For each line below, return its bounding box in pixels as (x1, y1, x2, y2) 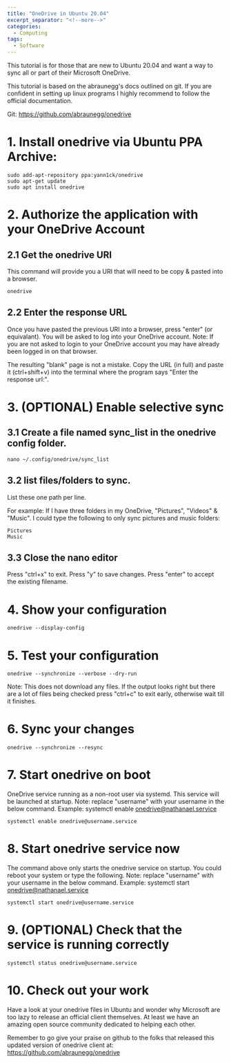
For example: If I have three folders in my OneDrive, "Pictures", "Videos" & (7, 506, 218, 515)
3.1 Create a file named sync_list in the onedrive (7, 426, 217, 439)
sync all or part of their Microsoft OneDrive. (7, 68, 131, 77)
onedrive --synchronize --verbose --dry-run (7, 670, 137, 677)
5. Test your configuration (7, 648, 159, 664)
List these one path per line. (7, 493, 87, 501)
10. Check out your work (7, 983, 150, 999)
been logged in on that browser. (7, 347, 98, 355)
